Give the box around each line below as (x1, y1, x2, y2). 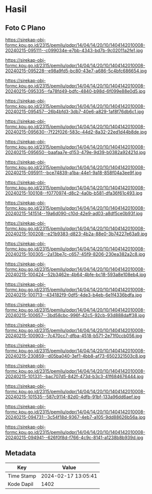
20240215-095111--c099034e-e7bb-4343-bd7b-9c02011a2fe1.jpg (5, 48, 143, 53)
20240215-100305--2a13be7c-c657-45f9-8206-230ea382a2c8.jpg (5, 251, 145, 257)
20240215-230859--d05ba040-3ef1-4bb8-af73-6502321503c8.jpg (5, 353, 146, 359)
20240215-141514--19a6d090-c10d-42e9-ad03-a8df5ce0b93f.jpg (5, 211, 143, 216)
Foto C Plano (5, 24, 46, 32)
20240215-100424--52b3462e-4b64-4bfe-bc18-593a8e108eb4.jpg (5, 272, 146, 277)
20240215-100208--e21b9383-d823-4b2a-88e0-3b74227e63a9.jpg (5, 231, 147, 237)
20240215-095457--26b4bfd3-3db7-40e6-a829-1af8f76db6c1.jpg (5, 109, 144, 114)
